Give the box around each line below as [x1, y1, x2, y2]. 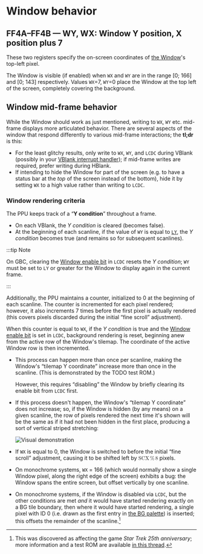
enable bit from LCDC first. [14, 387, 79, 395]
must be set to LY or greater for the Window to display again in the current [6, 265, 190, 272]
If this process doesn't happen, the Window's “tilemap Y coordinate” [14, 399, 186, 406]
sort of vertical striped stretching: [14, 425, 98, 432]
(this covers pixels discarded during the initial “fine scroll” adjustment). [6, 314, 182, 321]
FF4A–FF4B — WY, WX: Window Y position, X [6, 28, 182, 39]
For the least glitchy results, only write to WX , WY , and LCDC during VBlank [14, 149, 193, 156]
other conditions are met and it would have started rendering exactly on [14, 497, 194, 504]
